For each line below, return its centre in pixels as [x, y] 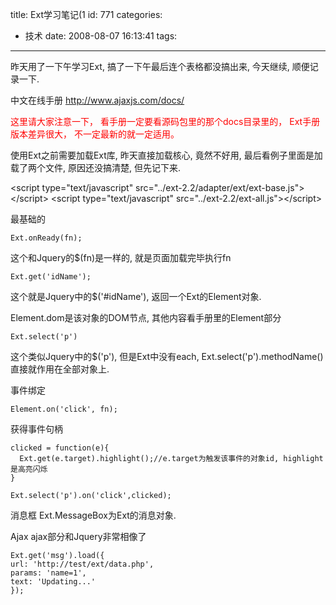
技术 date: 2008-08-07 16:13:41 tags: [101, 36]
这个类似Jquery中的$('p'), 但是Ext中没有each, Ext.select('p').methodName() [167, 356]
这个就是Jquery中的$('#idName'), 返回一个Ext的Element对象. [136, 296]
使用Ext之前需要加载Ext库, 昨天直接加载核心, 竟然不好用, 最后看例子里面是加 [166, 155]
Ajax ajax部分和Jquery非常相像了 [78, 536]
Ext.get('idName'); [51, 277]
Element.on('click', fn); [64, 409]
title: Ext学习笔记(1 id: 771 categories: [86, 14]
